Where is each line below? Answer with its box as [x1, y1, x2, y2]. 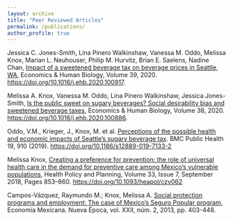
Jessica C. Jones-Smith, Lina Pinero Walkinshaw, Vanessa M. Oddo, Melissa [7, 49, 226, 57]
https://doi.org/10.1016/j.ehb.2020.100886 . [7, 114, 128, 122]
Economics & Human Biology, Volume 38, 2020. [88, 106, 225, 115]
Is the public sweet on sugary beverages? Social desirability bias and [26, 99, 225, 108]
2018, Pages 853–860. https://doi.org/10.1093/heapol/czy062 [7, 178, 183, 186]
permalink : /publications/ [7, 23, 86, 30]
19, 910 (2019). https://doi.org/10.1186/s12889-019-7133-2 [7, 142, 172, 150]
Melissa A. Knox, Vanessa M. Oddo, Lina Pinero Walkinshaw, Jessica [7, 92, 204, 100]
